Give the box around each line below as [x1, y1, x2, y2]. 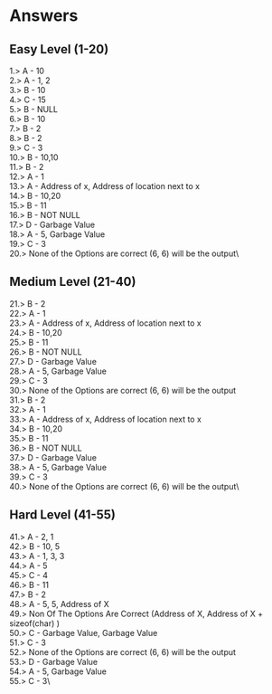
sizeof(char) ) [9, 617, 61, 629]
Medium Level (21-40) [9, 274, 136, 290]
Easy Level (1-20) [9, 42, 109, 57]
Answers [9, 5, 79, 26]
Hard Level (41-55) [9, 508, 116, 523]
